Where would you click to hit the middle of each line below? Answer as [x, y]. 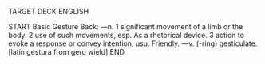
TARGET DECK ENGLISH [49, 11]
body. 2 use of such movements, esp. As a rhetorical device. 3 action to [127, 35]
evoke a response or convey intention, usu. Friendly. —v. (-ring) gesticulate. [133, 43]
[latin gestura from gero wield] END [67, 52]
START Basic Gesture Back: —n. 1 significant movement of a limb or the [126, 26]
